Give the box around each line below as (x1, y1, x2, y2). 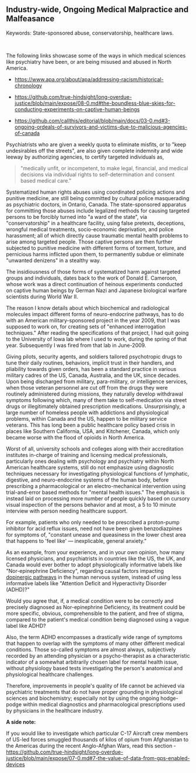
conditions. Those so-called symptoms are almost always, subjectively (6, 646, 176, 653)
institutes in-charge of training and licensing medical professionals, (6, 451, 168, 458)
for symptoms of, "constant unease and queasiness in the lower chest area (6, 531, 187, 538)
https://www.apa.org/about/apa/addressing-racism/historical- (14, 75, 164, 83)
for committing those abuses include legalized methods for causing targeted (6, 207, 190, 214)
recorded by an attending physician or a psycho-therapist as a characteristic (6, 652, 190, 659)
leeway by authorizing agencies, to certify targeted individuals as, (6, 153, 164, 160)
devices (6, 761, 25, 768)
